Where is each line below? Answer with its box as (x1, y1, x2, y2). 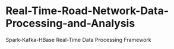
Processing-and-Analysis (5, 17, 135, 30)
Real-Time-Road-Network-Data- (5, 4, 169, 18)
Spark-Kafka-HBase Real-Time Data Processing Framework (5, 36, 152, 43)
